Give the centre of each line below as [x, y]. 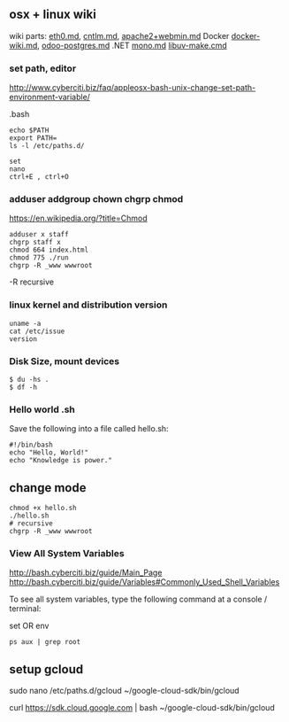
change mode [48, 488]
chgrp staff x [35, 243]
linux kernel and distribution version [88, 305]
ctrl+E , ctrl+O [39, 177]
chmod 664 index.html [49, 250]
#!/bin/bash [31, 445]
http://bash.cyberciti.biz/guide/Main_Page [86, 573]
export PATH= [33, 138]
